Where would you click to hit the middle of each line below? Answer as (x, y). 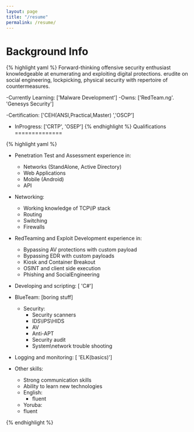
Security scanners (54, 315)
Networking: (30, 197)
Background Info (47, 51)
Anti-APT (43, 334)
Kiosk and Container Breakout (59, 262)
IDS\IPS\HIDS (48, 321)
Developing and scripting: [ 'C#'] (54, 286)
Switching (35, 221)
